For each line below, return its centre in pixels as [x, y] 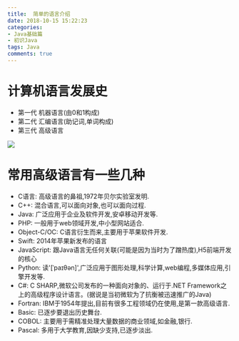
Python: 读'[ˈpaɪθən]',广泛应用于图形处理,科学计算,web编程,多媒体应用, [121, 268]
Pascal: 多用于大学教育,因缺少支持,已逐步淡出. [85, 330]
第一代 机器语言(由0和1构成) [59, 112]
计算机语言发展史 [58, 92]
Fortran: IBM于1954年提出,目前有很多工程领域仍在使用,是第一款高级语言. [124, 303]
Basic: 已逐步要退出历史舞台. [60, 312]
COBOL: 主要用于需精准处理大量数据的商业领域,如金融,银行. [105, 321]
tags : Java [24, 47]
